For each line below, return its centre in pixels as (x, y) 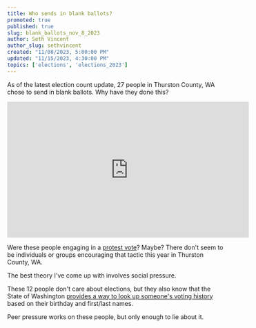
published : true (30, 26)
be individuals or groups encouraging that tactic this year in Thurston (105, 254)
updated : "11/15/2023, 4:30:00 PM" (58, 59)
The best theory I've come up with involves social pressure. (92, 275)
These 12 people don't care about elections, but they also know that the (109, 289)
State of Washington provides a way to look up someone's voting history (110, 296)
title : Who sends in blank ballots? (60, 13)
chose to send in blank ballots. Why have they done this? (88, 92)
